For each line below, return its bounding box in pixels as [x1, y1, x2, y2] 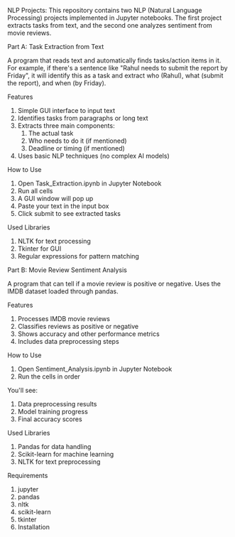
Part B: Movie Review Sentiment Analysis [7, 266, 128, 274]
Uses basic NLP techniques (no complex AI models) [17, 152, 170, 160]
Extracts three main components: [17, 121, 115, 130]
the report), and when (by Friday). [7, 79, 106, 87]
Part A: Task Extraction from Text [7, 43, 104, 50]
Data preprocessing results [17, 400, 97, 408]
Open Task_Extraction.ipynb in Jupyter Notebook [17, 179, 162, 188]
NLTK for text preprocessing [17, 457, 101, 466]
